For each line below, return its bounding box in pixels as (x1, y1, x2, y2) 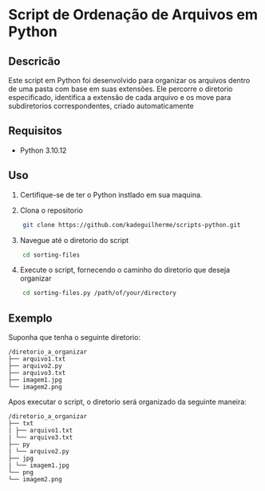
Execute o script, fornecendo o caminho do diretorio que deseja (19, 265, 230, 275)
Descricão (8, 54, 61, 68)
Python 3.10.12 (19, 146, 67, 155)
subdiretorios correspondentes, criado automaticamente (8, 102, 194, 110)
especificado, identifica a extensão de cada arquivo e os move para (8, 93, 231, 102)
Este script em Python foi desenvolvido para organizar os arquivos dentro (8, 76, 251, 85)
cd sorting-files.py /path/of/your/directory (22, 289, 177, 297)
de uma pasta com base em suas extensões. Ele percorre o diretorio (8, 84, 233, 94)
